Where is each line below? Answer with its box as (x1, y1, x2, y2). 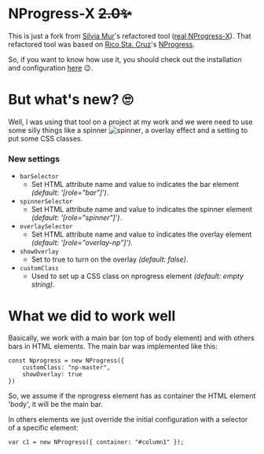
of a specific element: (8, 423, 79, 433)
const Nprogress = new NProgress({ (8, 357, 125, 365)
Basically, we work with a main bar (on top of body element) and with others (8, 333, 255, 342)
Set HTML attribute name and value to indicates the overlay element (31, 229, 252, 240)
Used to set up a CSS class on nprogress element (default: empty (31, 272, 244, 281)
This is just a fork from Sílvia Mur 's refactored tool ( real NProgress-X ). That (8, 31, 251, 40)
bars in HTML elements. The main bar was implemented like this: (8, 342, 218, 351)
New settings (8, 153, 60, 164)
